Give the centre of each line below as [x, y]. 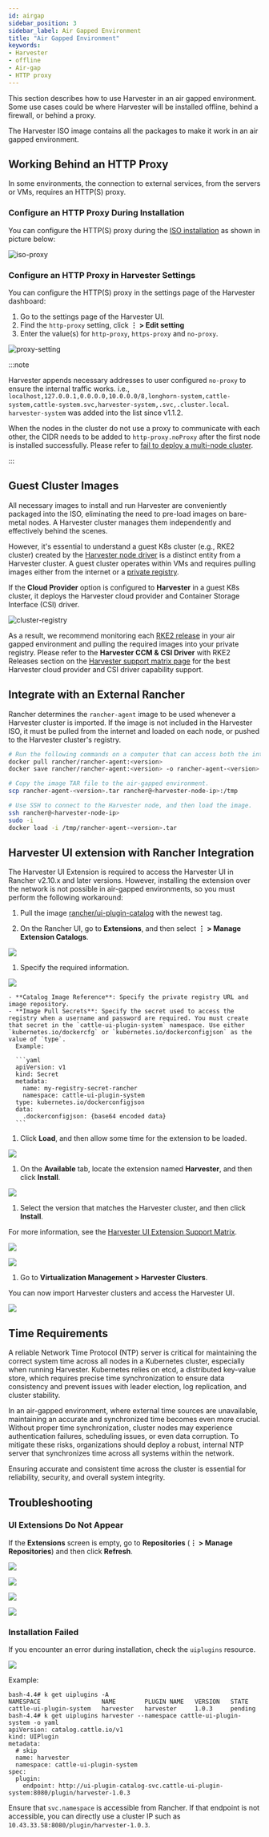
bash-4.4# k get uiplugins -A [59, 1695]
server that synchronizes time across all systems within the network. [121, 1453]
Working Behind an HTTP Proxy [88, 165]
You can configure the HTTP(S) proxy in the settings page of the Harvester [132, 292]
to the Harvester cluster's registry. [65, 739]
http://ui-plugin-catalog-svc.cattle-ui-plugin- [141, 1786]
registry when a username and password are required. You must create [128, 1018]
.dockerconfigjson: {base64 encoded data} [94, 1117]
